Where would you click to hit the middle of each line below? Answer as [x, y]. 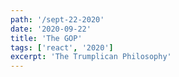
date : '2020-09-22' [51, 29]
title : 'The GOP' [46, 38]
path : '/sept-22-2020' [57, 19]
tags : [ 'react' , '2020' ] [62, 47]
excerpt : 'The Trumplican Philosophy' [91, 57]
